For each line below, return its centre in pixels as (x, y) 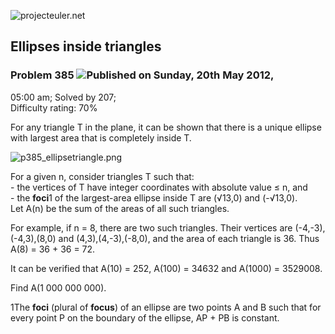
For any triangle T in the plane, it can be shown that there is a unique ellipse (166, 127)
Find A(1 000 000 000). (58, 287)
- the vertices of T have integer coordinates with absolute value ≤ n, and (159, 187)
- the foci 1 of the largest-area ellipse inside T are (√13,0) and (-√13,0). (154, 197)
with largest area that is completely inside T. (101, 137)
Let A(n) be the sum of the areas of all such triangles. (120, 208)
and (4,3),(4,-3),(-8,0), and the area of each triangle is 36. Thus (189, 238)
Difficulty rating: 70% (54, 107)
